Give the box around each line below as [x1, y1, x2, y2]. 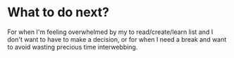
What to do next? [7, 4, 109, 21]
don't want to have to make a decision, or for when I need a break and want [7, 35, 227, 43]
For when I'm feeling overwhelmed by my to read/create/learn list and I [7, 28, 214, 36]
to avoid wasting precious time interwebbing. [7, 42, 138, 51]
